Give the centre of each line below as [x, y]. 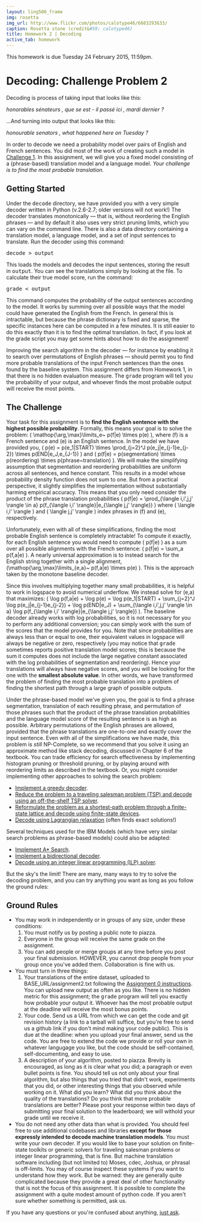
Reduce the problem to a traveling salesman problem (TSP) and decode [103, 794]
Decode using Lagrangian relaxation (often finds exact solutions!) [96, 820]
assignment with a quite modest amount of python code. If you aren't [100, 1194]
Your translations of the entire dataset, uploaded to [87, 977]
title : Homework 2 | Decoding [44, 34]
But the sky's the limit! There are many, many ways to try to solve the [91, 874]
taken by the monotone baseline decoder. [58, 574]
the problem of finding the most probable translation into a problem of [92, 681]
